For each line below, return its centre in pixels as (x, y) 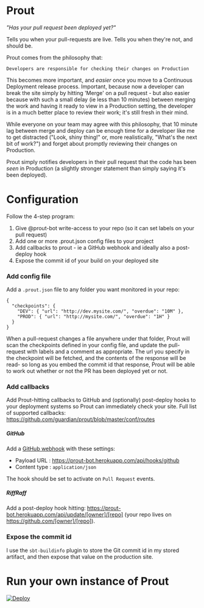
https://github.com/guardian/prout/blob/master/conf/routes (81, 419)
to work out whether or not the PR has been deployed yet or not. (87, 371)
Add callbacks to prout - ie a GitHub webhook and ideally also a (95, 247)
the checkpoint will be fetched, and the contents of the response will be (96, 358)
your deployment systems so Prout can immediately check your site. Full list (101, 406)
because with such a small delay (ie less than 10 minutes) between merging (101, 99)
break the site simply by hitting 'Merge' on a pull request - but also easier (98, 93)
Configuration (43, 200)
